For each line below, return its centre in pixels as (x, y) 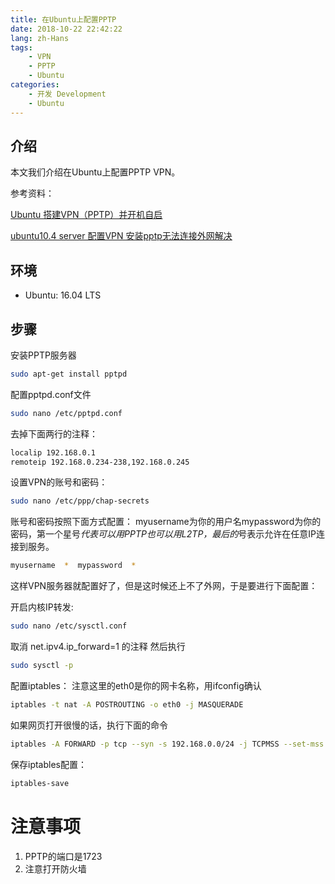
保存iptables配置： (48, 764)
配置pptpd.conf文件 (51, 394)
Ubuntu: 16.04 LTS (63, 295)
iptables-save (40, 783)
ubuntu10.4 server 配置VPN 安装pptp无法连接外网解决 (121, 236)
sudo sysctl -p (42, 666)
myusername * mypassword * (73, 566)
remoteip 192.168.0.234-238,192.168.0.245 (100, 462)
